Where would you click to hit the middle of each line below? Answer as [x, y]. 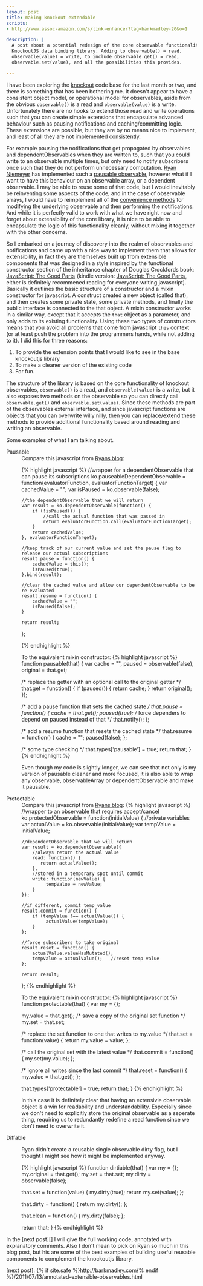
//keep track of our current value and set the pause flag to [101, 548]
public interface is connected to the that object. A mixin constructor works [99, 308]
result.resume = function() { [60, 596]
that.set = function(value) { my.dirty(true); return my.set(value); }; [103, 1192]
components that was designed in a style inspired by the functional [90, 263]
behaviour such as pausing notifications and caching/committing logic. [95, 123]
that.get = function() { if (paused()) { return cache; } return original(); [107, 688]
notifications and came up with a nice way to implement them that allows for [101, 250]
